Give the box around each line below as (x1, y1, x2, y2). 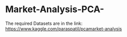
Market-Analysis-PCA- (5, 4, 104, 15)
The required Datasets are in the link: (5, 20, 83, 26)
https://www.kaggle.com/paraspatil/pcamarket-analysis (5, 25, 122, 31)
